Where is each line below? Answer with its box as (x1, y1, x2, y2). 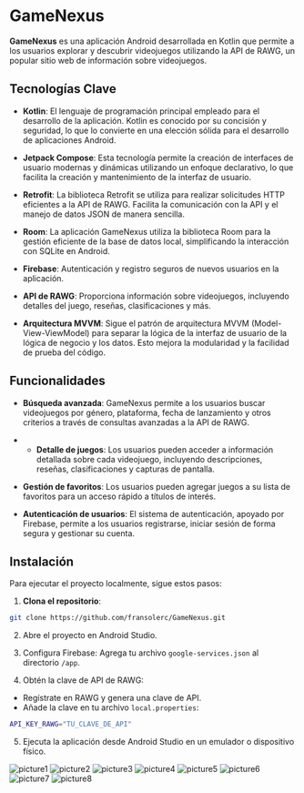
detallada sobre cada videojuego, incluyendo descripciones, (35, 453, 263, 464)
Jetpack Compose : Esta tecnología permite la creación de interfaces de (22, 152, 294, 163)
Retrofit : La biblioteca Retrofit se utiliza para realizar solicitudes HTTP (22, 188, 285, 200)
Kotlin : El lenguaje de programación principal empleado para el (22, 106, 260, 117)
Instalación (9, 554, 75, 569)
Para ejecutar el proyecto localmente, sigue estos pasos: (9, 578, 223, 589)
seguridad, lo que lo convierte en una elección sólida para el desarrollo (22, 125, 289, 136)
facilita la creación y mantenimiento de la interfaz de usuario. (22, 171, 252, 182)
